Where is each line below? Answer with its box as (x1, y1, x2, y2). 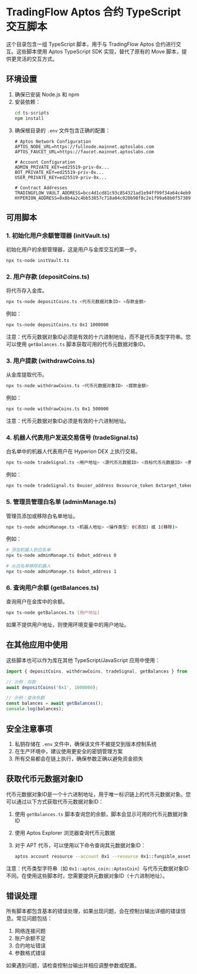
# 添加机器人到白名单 (6, 547, 51, 553)
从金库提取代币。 (6, 371, 47, 378)
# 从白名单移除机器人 (6, 563, 51, 569)
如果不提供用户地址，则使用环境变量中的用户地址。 (6, 621, 130, 629)
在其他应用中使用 (6, 640, 68, 650)
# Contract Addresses (14, 184, 67, 191)
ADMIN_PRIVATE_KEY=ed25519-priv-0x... (14, 164, 110, 170)
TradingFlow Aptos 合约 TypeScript (6, 5, 181, 19)
